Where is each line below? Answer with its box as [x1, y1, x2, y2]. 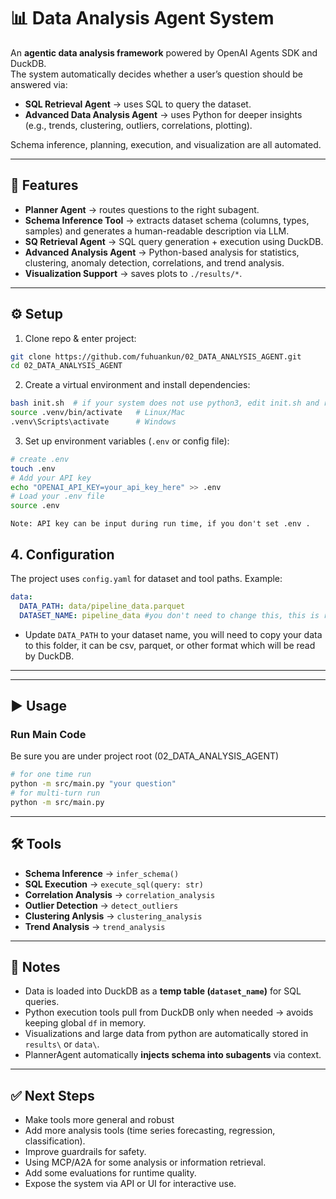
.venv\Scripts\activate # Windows [10, 417, 177, 427]
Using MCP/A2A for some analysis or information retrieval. [24, 1156, 267, 1169]
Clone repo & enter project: [24, 332, 137, 344]
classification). [24, 1135, 86, 1147]
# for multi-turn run [10, 788, 101, 799]
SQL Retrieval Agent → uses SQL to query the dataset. [24, 98, 252, 110]
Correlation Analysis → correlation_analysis [24, 888, 216, 900]
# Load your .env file [10, 491, 105, 502]
